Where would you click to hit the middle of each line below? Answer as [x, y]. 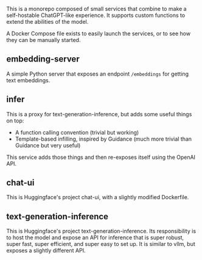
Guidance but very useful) [48, 145]
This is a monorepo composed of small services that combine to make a [96, 9]
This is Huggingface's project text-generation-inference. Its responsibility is [101, 231]
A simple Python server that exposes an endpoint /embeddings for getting [98, 74]
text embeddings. [28, 80]
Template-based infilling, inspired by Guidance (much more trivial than [103, 139]
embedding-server [43, 59]
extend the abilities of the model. [47, 22]
